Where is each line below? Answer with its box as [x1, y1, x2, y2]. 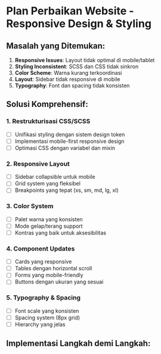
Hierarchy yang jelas [14, 321, 66, 328]
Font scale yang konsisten [14, 307, 79, 315]
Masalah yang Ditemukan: [6, 41, 106, 51]
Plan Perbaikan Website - [6, 4, 134, 18]
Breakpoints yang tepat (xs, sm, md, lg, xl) [14, 187, 119, 194]
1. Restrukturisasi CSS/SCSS [6, 117, 91, 126]
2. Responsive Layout [6, 160, 70, 168]
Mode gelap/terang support [14, 222, 83, 230]
